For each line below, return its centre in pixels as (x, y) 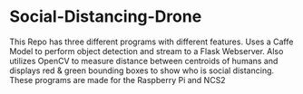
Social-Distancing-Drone (106, 17)
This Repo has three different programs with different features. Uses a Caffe (151, 42)
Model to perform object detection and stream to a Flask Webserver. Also (147, 51)
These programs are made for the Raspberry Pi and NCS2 (117, 80)
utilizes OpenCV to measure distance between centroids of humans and (144, 61)
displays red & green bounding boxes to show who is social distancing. (142, 70)
